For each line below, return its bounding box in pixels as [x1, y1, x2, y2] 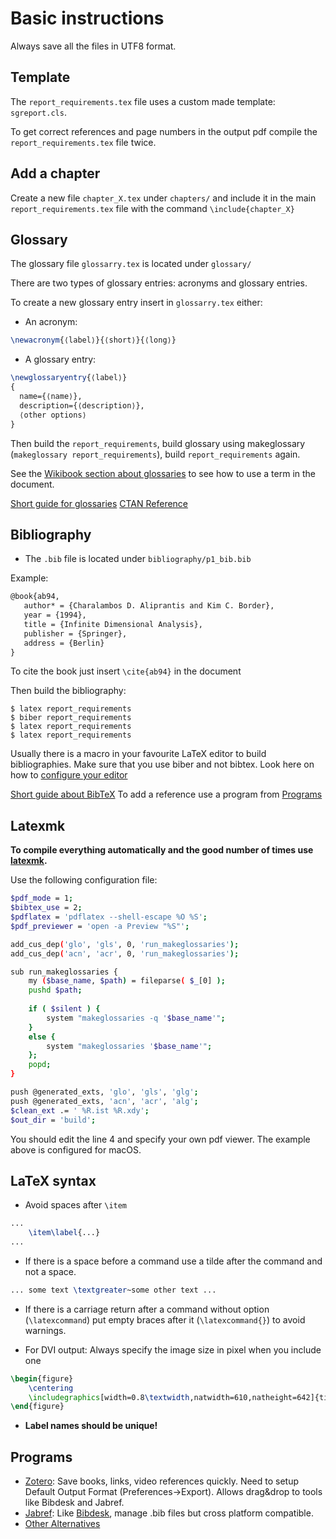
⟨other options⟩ [19, 410, 87, 420]
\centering [28, 1383, 74, 1393]
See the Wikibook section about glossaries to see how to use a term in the [10, 467, 316, 479]
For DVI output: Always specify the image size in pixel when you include [24, 1343, 322, 1356]
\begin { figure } [10, 1373, 74, 1384]
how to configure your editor [10, 769, 128, 781]
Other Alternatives [24, 1518, 101, 1530]
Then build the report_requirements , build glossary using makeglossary [10, 437, 306, 449]
